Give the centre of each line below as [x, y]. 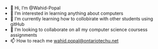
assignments [24, 35]
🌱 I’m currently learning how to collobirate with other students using [82, 19]
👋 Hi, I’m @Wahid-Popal [35, 8]
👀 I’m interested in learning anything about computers [67, 13]
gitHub [17, 24]
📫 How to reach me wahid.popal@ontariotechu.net [64, 41]
